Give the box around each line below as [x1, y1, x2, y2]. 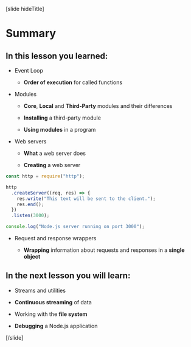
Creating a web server [23, 162, 81, 168]
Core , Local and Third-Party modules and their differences [23, 102, 173, 109]
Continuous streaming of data [14, 298, 92, 306]
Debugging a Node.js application [14, 322, 98, 329]
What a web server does [23, 149, 86, 157]
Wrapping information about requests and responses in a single [23, 246, 185, 254]
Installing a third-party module [23, 114, 102, 121]
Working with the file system [14, 310, 88, 318]
